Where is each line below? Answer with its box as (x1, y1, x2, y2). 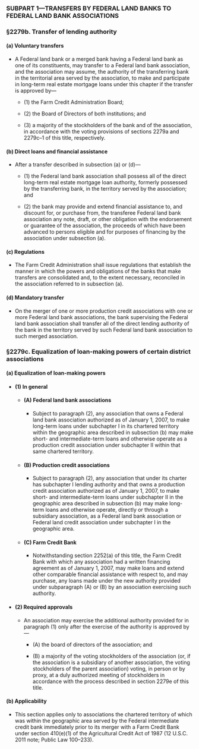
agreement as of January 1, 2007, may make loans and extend (32, 565, 184, 572)
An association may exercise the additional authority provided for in (23, 616, 189, 624)
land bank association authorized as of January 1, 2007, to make (32, 416, 190, 423)
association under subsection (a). (23, 235, 106, 242)
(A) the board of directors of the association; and (32, 641, 153, 648)
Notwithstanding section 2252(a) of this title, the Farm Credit (32, 552, 182, 559)
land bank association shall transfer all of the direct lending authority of (14, 320, 189, 327)
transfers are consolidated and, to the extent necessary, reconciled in (14, 274, 185, 281)
